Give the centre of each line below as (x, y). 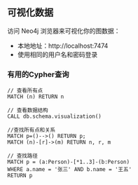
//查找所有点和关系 (32, 130)
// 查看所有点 (25, 91)
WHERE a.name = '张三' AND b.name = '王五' (69, 170)
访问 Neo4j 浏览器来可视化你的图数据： (64, 31)
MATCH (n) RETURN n (36, 97)
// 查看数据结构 (28, 111)
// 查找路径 (23, 156)
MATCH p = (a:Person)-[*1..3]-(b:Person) (69, 162)
